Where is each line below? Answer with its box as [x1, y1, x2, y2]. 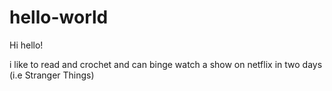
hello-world [9, 6, 109, 29]
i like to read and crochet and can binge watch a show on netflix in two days [9, 58, 323, 70]
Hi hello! [9, 39, 44, 51]
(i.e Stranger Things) [9, 69, 95, 81]
